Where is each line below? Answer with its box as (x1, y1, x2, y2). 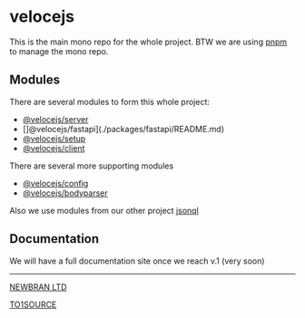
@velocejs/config (22, 178, 89, 188)
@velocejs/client (22, 142, 85, 153)
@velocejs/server (22, 113, 89, 124)
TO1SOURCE (9, 299, 57, 310)
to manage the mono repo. (9, 45, 109, 56)
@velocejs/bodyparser (22, 188, 108, 198)
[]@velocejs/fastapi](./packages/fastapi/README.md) (22, 123, 225, 134)
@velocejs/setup (22, 133, 86, 144)
